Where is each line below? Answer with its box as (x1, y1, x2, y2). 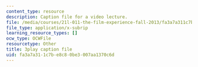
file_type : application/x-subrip (6, 24, 88, 31)
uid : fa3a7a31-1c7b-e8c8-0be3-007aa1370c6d (6, 52, 115, 58)
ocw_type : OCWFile (6, 36, 51, 41)
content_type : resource (6, 8, 65, 15)
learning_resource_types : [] (6, 30, 78, 36)
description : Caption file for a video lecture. (6, 14, 128, 20)
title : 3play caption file (6, 47, 72, 52)
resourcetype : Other (6, 41, 57, 47)
